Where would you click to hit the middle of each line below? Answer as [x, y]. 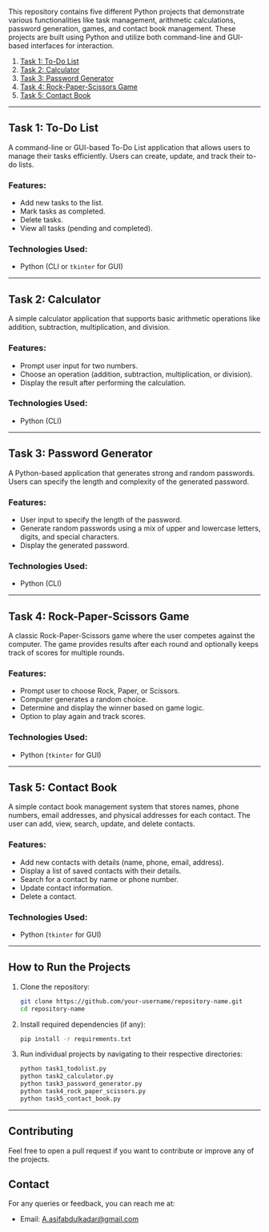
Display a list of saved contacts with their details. [100, 871]
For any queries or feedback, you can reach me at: [92, 1204]
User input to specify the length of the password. [101, 519]
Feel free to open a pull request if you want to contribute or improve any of [131, 1150]
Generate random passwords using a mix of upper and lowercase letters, [140, 528]
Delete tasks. [42, 220]
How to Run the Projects [70, 968]
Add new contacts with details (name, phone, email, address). [122, 862]
